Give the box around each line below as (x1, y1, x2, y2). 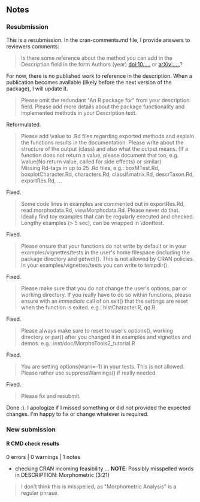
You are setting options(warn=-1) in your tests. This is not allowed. (20, 363, 184, 370)
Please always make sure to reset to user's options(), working (20, 327, 174, 334)
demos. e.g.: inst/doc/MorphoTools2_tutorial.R (20, 339, 135, 346)
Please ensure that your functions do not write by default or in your (20, 242, 187, 250)
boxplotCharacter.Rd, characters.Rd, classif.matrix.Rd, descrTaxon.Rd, (20, 171, 195, 178)
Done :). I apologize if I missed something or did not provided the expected (6, 404, 191, 411)
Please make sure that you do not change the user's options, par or (20, 284, 187, 292)
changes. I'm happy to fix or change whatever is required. (6, 410, 149, 418)
